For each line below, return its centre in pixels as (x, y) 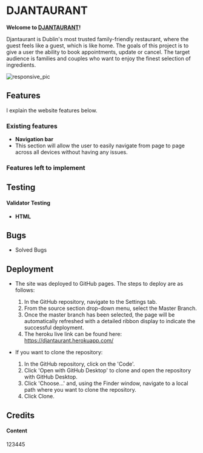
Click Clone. (39, 396)
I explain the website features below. (52, 110)
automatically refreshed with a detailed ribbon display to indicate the (110, 321)
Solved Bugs (31, 250)
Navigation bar (34, 139)
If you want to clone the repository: (59, 352)
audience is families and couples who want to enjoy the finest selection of (98, 58)
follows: (25, 290)
